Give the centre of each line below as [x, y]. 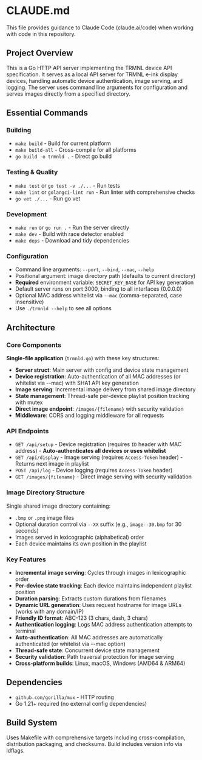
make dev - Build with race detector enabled [69, 234]
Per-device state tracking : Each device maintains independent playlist [103, 585]
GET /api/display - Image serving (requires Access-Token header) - [99, 457]
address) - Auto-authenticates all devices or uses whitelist [90, 451]
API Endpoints [28, 431]
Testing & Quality [32, 172]
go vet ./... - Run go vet [48, 198]
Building [19, 130]
